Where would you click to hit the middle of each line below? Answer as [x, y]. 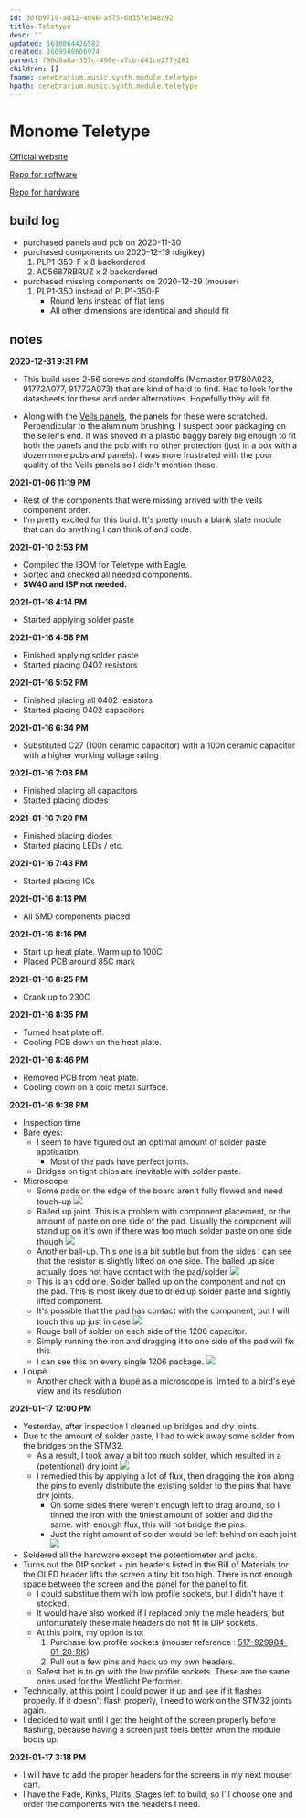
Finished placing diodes [67, 836]
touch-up [54, 1202]
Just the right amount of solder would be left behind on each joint [173, 1535]
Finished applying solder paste [80, 656]
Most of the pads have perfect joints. [119, 1161]
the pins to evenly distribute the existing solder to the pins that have [164, 1486]
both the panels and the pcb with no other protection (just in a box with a [160, 445]
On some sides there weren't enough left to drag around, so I [165, 1505]
